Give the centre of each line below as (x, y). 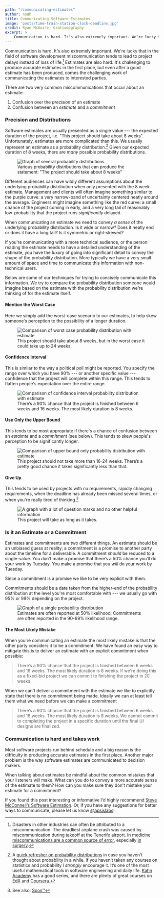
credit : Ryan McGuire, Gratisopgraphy (44, 28)
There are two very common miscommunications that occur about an (75, 87)
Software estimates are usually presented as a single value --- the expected (82, 130)
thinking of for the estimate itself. (38, 293)
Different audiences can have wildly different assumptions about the (74, 181)
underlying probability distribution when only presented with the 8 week (77, 187)
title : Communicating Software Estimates (48, 19)
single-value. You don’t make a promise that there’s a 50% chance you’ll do (81, 559)
